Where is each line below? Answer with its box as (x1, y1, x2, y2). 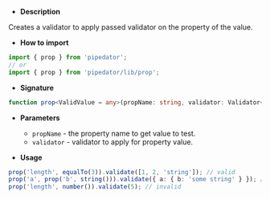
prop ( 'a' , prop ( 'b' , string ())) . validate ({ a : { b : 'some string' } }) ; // (8, 176, 268, 184)
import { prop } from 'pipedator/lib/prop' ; (8, 68, 160, 76)
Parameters (19, 112, 60, 123)
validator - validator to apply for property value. (31, 136, 194, 147)
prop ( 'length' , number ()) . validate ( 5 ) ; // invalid (8, 183, 182, 191)
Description (19, 7, 60, 16)
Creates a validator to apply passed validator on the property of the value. (8, 22, 253, 31)
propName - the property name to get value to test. (31, 128, 196, 138)
